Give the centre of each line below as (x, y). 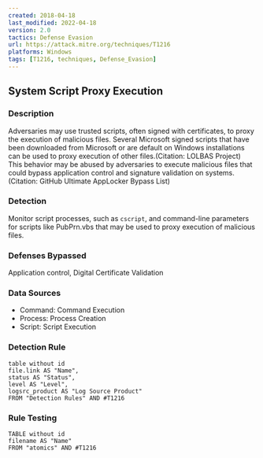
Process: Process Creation (63, 319)
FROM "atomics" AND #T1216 (52, 448)
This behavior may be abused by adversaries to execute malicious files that (130, 164)
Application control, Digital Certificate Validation (86, 273)
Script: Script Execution (58, 327)
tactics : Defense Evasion (50, 37)
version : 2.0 (30, 30)
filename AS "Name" (40, 441)
